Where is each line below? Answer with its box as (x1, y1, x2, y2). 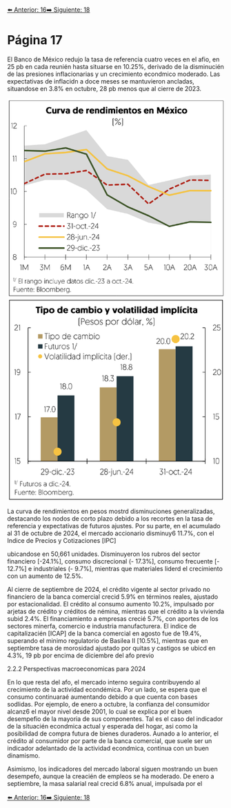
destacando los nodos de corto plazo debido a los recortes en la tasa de (7, 514, 213, 523)
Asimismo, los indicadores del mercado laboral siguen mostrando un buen (7, 764, 219, 773)
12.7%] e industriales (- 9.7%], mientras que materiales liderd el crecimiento (7, 564, 223, 573)
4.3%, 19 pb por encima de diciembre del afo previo (7, 651, 154, 660)
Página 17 (7, 32, 63, 48)
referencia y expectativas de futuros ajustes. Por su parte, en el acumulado (7, 521, 221, 530)
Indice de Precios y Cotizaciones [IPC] (7, 536, 117, 544)
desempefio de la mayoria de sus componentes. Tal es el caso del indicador (7, 714, 223, 723)
